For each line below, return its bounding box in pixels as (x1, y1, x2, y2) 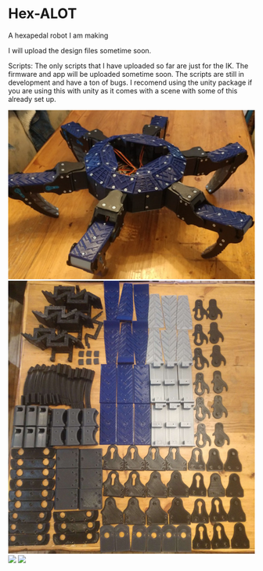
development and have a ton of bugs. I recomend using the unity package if (8, 78, 253, 87)
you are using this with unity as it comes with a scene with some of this (8, 85, 238, 95)
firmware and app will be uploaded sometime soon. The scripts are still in (8, 69, 245, 78)
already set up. (8, 94, 56, 104)
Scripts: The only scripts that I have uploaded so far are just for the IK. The (8, 60, 249, 71)
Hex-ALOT (8, 5, 77, 23)
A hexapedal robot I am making (8, 31, 109, 40)
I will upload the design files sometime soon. (8, 45, 152, 55)
